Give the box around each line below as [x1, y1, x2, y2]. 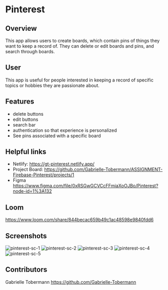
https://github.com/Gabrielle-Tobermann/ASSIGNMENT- [44, 167, 163, 173]
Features [5, 97, 34, 106]
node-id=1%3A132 [12, 188, 52, 194]
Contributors [5, 265, 48, 274]
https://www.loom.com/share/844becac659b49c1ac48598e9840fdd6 [5, 217, 154, 223]
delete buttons [12, 111, 44, 117]
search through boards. [5, 49, 55, 54]
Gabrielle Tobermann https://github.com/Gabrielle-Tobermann [5, 279, 137, 285]
